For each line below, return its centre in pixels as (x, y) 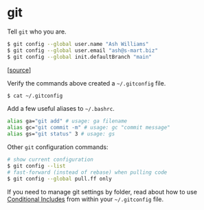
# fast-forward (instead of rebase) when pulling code (87, 172)
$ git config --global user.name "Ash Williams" (78, 44)
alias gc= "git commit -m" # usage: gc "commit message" (89, 128)
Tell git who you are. (37, 31)
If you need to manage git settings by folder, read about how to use (102, 192)
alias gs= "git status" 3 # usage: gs (61, 134)
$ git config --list (37, 166)
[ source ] (19, 70)
